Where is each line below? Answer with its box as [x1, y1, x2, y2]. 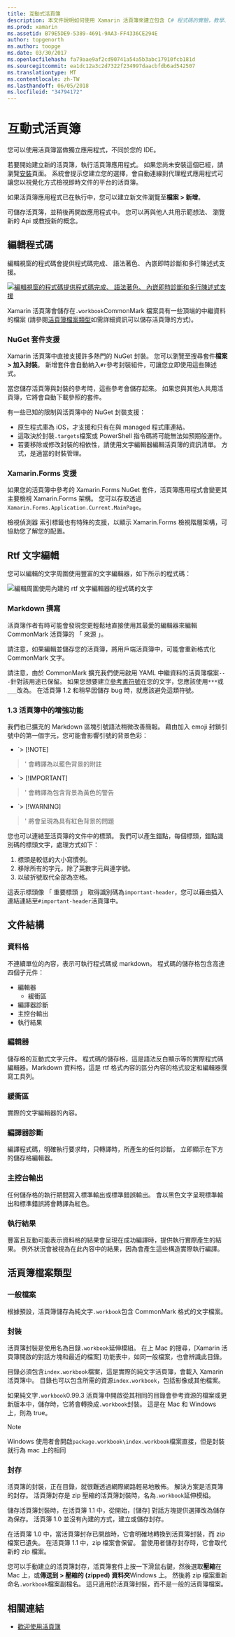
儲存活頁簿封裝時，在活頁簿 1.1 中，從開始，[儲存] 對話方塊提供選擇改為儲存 [7, 1506, 226, 1515]
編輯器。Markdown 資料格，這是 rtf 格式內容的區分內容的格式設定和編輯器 [7, 1063, 222, 1071]
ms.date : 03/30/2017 [7, 50, 68, 57]
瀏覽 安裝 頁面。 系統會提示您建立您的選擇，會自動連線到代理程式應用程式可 [7, 169, 224, 178]
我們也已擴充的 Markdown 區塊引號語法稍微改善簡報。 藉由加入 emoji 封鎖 [7, 722, 222, 731]
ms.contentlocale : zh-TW [7, 75, 80, 83]
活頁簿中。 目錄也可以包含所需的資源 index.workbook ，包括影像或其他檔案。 [7, 1377, 225, 1385]
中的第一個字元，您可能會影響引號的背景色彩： [13, 731, 148, 739]
